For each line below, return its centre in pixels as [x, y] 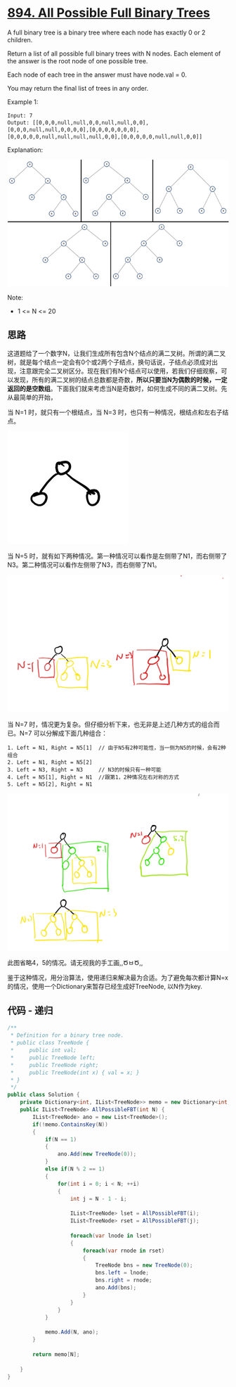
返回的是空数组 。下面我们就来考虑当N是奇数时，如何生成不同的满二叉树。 [114, 388]
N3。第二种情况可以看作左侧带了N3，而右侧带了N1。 [84, 565]
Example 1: [23, 102]
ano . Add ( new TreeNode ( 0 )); [97, 1154]
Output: [19, 122]
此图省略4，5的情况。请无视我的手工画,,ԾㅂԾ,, [75, 962]
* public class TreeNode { [50, 1043]
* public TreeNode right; [54, 1065]
